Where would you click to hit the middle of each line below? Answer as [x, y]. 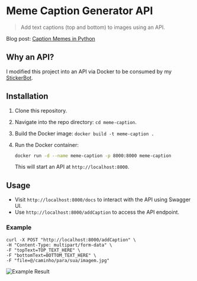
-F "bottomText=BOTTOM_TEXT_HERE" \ [51, 255]
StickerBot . [20, 77]
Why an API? [30, 57]
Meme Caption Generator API [80, 11]
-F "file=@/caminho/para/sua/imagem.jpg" [58, 260]
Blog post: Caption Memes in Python [51, 38]
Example [19, 227]
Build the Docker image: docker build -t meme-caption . [84, 133]
